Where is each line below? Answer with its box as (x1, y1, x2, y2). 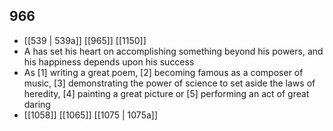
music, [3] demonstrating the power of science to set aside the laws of (23, 77, 316, 89)
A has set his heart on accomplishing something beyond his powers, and (23, 45, 324, 57)
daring (23, 98, 51, 110)
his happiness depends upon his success (23, 55, 195, 68)
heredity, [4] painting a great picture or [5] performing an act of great (23, 87, 310, 99)
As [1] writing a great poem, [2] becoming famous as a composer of (23, 66, 304, 78)
